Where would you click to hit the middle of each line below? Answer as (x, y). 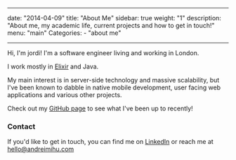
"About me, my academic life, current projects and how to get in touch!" (111, 26)
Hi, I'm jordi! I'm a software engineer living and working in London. (103, 53)
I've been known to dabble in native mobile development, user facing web (114, 87)
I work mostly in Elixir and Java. (53, 66)
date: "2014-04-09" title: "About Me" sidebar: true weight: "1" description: (114, 18)
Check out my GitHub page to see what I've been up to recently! (100, 108)
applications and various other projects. (65, 95)
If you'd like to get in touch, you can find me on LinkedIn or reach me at (111, 142)
